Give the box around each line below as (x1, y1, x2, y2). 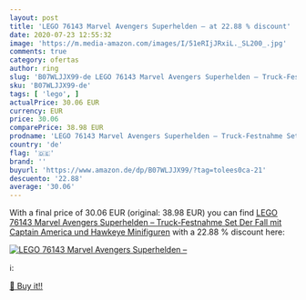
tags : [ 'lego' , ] (9, 89, 79, 98)
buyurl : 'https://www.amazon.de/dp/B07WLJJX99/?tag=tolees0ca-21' (9, 165, 267, 175)
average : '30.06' (9, 183, 76, 192)
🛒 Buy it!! (9, 281, 44, 292)
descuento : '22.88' (9, 174, 84, 183)
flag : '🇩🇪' (9, 148, 55, 157)
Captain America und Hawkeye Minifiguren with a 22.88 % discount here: (9, 226, 285, 237)
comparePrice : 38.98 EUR (9, 124, 104, 133)
